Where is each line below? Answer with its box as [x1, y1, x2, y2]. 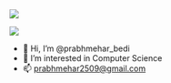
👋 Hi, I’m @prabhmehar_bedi [22, 43, 130, 54]
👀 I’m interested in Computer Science [22, 53, 163, 63]
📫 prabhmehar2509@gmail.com [22, 63, 146, 74]
